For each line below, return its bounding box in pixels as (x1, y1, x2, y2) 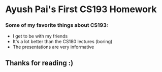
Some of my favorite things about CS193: (5, 22, 109, 29)
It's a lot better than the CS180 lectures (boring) (12, 39, 113, 45)
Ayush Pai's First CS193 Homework (5, 4, 157, 15)
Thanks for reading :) (5, 58, 74, 67)
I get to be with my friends (12, 33, 68, 39)
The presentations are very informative (12, 44, 94, 50)
